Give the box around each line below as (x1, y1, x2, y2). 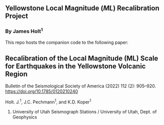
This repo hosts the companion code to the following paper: (5, 40, 128, 46)
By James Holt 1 (5, 27, 43, 35)
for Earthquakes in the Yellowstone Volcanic (5, 62, 146, 70)
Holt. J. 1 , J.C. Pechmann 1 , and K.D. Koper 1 (5, 98, 91, 105)
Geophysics (12, 114, 37, 120)
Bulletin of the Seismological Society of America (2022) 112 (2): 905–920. (5, 83, 156, 89)
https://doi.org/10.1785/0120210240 (5, 88, 78, 94)
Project (5, 12, 28, 21)
